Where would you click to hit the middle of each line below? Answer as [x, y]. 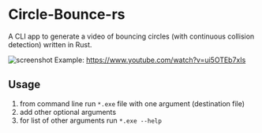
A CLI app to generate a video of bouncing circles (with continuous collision [131, 36]
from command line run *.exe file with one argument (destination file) [132, 103]
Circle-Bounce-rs [67, 15]
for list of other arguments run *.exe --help [90, 120]
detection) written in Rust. [50, 44]
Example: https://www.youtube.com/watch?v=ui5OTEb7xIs [150, 60]
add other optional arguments [68, 112]
